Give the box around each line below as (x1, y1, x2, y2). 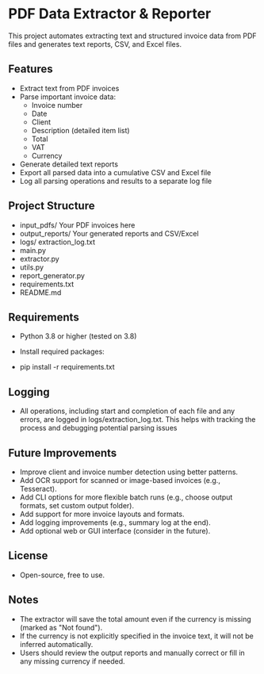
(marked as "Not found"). (19, 622, 103, 632)
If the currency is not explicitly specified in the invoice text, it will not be (19, 631, 254, 641)
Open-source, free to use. (19, 570, 105, 580)
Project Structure (8, 199, 95, 213)
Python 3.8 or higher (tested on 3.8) (19, 331, 137, 341)
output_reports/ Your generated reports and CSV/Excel (19, 228, 200, 238)
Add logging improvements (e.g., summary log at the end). (19, 518, 212, 527)
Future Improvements (8, 446, 117, 460)
